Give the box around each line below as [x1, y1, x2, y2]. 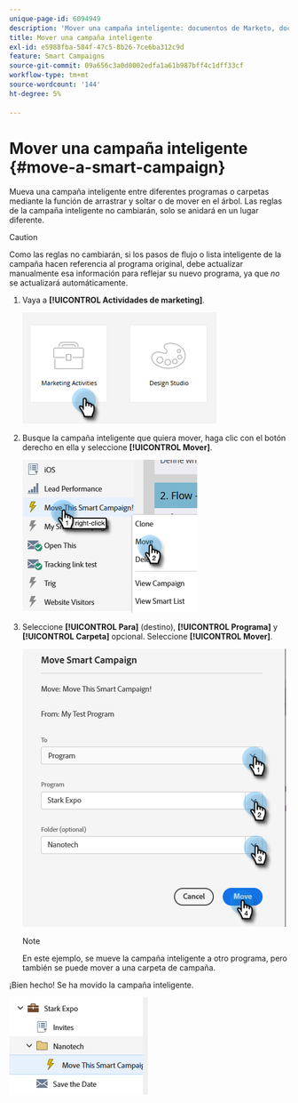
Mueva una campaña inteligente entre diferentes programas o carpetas [9, 187, 270, 197]
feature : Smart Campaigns [9, 52, 105, 61]
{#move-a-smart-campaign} [9, 157, 226, 177]
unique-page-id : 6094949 [9, 14, 101, 23]
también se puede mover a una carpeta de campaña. [21, 962, 216, 973]
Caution [9, 232, 38, 243]
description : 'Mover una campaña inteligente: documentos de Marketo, [9, 23, 276, 33]
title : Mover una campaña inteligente [9, 33, 153, 42]
